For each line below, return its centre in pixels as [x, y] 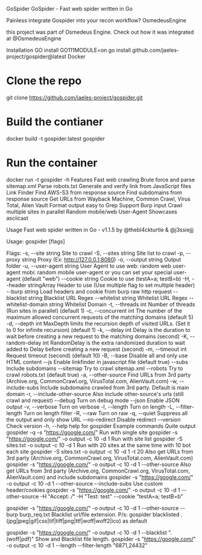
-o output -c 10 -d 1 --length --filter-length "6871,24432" [77, 545]
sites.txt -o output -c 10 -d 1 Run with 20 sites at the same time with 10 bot [99, 445]
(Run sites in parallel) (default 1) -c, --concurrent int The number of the [94, 310]
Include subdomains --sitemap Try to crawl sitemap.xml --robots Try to [95, 368]
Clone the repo [44, 81]
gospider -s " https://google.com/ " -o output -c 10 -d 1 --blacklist [87, 532]
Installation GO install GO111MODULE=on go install [69, 50]
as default [135, 521]
